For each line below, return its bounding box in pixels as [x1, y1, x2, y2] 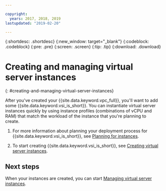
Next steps [5, 162, 40, 171]
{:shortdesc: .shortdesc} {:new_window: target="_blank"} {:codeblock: [5, 38, 150, 44]
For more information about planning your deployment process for [12, 128, 148, 134]
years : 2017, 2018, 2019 [9, 16, 61, 21]
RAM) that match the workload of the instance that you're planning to [5, 113, 147, 119]
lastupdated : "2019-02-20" [5, 21, 61, 26]
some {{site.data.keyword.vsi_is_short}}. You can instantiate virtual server [5, 103, 156, 109]
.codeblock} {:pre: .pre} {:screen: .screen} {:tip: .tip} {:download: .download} [5, 44, 161, 50]
